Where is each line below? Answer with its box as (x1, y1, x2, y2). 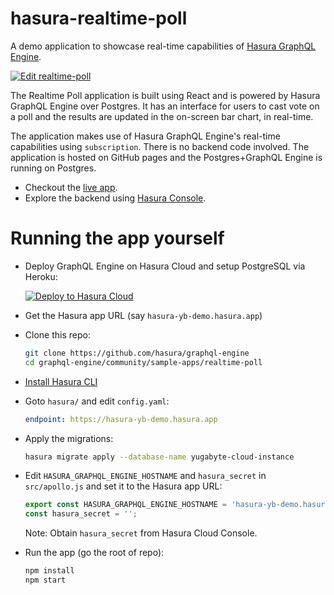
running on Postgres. (10, 162, 97, 174)
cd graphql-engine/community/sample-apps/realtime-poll (24, 357, 263, 367)
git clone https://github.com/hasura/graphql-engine (24, 348, 250, 358)
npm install (24, 566, 75, 576)
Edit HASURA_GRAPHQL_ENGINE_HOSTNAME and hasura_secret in (24, 470, 267, 482)
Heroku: (24, 270, 58, 282)
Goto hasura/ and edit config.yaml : (24, 395, 170, 407)
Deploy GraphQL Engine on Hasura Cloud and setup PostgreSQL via (24, 260, 306, 272)
